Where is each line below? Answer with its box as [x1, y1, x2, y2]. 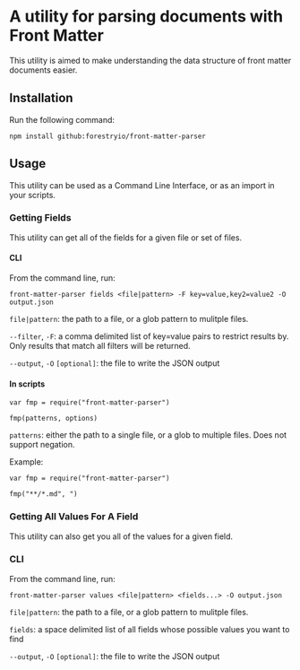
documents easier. [9, 65, 78, 75]
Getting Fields [9, 212, 72, 224]
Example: [9, 457, 44, 467]
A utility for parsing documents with [9, 6, 284, 27]
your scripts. [9, 189, 56, 200]
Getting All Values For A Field [9, 510, 139, 523]
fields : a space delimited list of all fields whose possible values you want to [9, 623, 290, 634]
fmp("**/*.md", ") [9, 490, 78, 499]
